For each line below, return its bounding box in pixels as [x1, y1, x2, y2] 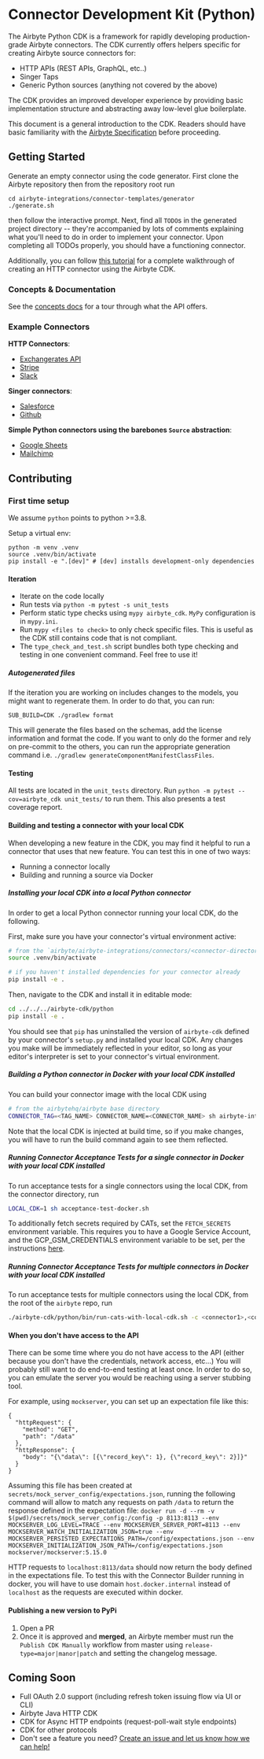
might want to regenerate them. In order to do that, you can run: [8, 697, 214, 706]
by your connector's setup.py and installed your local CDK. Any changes [8, 1035, 244, 1044]
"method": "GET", [22, 1426, 79, 1434]
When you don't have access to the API [8, 1330, 139, 1340]
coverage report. [8, 803, 63, 812]
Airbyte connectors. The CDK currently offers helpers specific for [28, 39, 241, 49]
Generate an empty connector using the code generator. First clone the [8, 171, 239, 180]
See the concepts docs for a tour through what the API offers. [8, 301, 208, 312]
